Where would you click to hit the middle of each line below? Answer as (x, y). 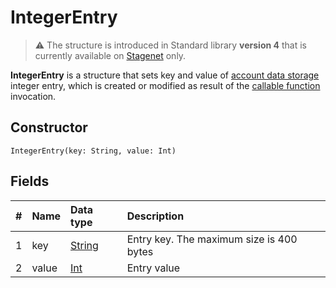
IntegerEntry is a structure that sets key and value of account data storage (165, 75)
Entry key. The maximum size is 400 (212, 239)
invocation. (33, 96)
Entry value (153, 268)
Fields (30, 181)
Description (155, 216)
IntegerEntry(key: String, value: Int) (93, 151)
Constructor (49, 127)
